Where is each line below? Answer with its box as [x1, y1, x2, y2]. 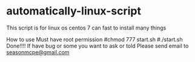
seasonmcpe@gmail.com [6, 48, 70, 55]
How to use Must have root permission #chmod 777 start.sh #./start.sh [6, 36, 183, 43]
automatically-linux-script [6, 4, 141, 18]
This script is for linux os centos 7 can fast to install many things [6, 24, 167, 31]
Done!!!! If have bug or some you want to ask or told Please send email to [6, 42, 189, 49]
